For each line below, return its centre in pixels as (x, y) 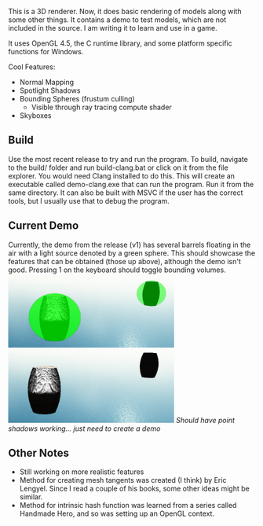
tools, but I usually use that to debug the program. (89, 200)
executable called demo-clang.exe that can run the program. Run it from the (131, 184)
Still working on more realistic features (82, 472)
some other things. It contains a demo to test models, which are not (117, 20)
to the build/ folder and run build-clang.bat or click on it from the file (119, 167)
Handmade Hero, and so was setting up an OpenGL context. (117, 513)
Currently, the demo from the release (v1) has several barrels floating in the (130, 245)
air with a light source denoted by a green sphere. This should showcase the (132, 253)
